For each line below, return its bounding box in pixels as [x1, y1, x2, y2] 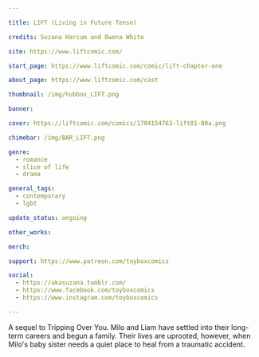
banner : [8, 105, 34, 113]
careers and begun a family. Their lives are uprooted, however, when [25, 331, 251, 340]
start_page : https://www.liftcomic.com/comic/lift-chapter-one [8, 61, 223, 70]
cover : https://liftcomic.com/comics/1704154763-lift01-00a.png [8, 120, 226, 127]
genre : [8, 148, 30, 156]
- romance [15, 155, 48, 163]
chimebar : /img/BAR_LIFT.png [8, 133, 105, 142]
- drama [15, 171, 41, 178]
